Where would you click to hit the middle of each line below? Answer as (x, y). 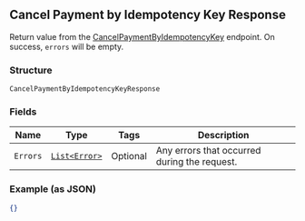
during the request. (197, 162)
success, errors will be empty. (67, 46)
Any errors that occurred (208, 151)
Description (223, 136)
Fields (23, 112)
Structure (31, 70)
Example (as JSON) (53, 189)
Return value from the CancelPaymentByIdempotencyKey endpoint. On (142, 36)
